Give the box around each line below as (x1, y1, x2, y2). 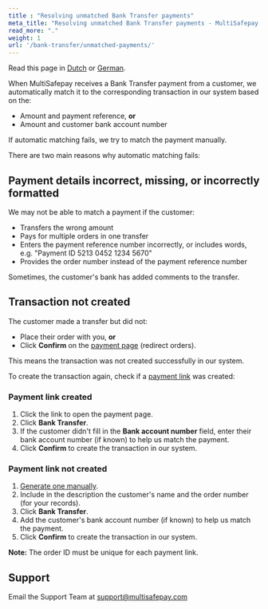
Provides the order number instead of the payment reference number (19, 256, 247, 266)
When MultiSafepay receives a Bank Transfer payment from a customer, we (8, 79, 257, 89)
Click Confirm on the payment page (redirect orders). (19, 340, 197, 350)
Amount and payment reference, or (19, 111, 136, 121)
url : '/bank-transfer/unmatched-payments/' (8, 42, 156, 49)
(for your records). (19, 498, 81, 508)
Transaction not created (8, 295, 131, 309)
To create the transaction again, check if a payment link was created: (8, 371, 235, 381)
